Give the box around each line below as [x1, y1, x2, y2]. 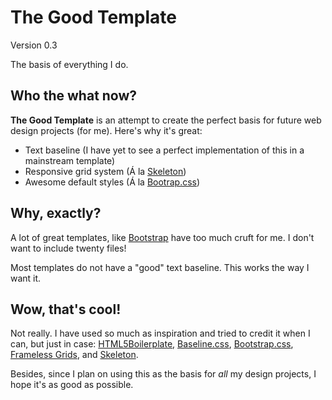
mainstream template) [24, 154, 116, 166]
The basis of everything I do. [10, 58, 129, 70]
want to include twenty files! [10, 242, 127, 254]
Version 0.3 [10, 39, 58, 51]
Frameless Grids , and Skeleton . [10, 349, 139, 361]
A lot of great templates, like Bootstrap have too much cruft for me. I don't [10, 231, 315, 243]
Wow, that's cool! [10, 301, 122, 318]
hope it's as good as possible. [10, 379, 134, 391]
